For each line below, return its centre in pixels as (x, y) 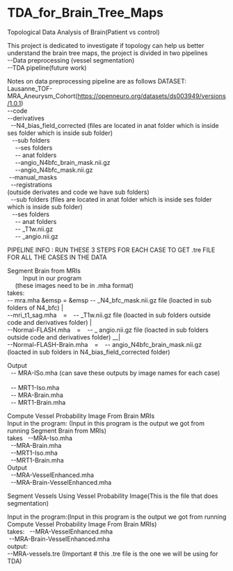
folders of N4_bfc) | (35, 307)
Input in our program (52, 278)
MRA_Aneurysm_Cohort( (42, 96)
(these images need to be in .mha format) (74, 285)
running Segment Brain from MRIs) (57, 431)
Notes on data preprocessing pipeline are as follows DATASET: (97, 81)
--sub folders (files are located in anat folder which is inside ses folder (111, 199)
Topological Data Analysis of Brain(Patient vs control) (83, 32)
